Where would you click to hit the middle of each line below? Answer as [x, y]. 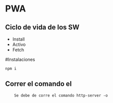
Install [18, 39]
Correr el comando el [39, 84]
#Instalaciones [20, 59]
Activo [19, 44]
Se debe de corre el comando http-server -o [61, 95]
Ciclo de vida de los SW [42, 27]
